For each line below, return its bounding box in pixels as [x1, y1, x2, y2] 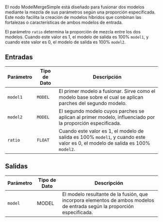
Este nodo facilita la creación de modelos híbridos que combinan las [5, 15, 142, 20]
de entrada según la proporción [62, 203, 134, 209]
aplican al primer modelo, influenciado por [59, 114, 155, 120]
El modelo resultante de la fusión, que [62, 191, 148, 197]
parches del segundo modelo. [59, 100, 127, 106]
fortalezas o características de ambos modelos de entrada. [5, 19, 123, 25]
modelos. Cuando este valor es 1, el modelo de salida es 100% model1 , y [5, 34, 149, 40]
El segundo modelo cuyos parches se [59, 107, 145, 114]
